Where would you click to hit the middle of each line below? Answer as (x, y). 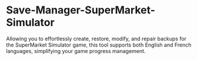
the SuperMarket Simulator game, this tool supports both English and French (99, 45)
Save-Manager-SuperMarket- (81, 10)
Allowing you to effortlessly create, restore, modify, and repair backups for (96, 38)
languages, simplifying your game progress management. (76, 51)
